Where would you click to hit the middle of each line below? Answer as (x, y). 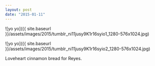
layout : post (19, 10)
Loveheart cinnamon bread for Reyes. (44, 58)
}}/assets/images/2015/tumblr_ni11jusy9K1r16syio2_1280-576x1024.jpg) (78, 49)
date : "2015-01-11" (25, 14)
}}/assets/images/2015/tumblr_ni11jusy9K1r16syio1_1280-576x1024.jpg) (77, 34)
